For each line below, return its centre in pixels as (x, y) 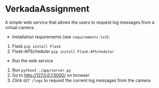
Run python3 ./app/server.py (41, 70)
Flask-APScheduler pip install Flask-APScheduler (63, 51)
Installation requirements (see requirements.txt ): (61, 37)
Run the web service (32, 60)
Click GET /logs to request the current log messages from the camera (81, 80)
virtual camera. (20, 27)
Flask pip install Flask (36, 46)
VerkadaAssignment (47, 9)
